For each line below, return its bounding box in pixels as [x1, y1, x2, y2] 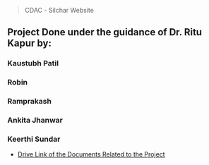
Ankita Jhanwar [7, 116, 64, 126]
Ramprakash [7, 97, 52, 106]
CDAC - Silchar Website [24, 6, 94, 14]
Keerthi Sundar [7, 134, 61, 144]
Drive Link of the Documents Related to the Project [17, 150, 165, 159]
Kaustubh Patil [7, 59, 59, 68]
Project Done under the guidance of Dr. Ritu [7, 26, 203, 38]
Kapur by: [7, 37, 52, 49]
